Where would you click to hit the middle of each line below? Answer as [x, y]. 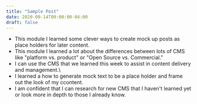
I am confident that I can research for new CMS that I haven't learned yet [103, 89]
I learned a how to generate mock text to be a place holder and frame [99, 76]
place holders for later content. [52, 45]
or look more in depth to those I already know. [70, 95]
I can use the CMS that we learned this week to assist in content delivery [103, 64]
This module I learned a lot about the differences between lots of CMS [100, 51]
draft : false [22, 22]
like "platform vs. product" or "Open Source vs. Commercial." [89, 58]
